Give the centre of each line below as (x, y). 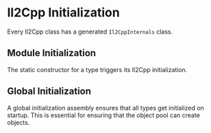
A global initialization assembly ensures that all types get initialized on (105, 108)
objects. (18, 122)
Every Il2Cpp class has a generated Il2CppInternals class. (90, 32)
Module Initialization (52, 53)
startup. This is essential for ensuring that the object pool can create (104, 115)
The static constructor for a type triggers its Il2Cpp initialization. (97, 69)
